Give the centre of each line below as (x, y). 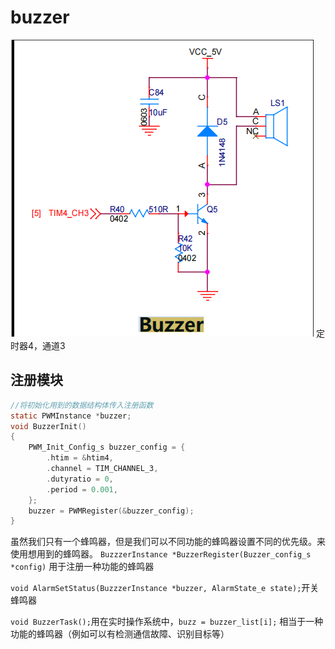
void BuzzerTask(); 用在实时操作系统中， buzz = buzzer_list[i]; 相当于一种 (167, 622)
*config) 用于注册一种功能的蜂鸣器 (82, 567)
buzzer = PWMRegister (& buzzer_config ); (111, 511)
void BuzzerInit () (48, 426)
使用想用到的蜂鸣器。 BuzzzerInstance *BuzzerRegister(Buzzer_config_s (161, 554)
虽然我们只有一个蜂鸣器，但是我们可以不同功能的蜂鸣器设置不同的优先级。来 (168, 542)
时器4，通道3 (38, 345)
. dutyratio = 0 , (80, 479)
